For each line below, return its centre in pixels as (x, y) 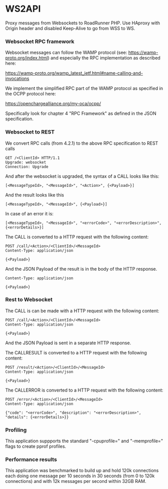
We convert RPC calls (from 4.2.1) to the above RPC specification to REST (82, 143)
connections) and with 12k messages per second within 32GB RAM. (76, 481)
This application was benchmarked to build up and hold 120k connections (82, 471)
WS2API (23, 9)
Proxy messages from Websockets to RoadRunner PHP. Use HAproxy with (83, 23)
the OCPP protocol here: (31, 94)
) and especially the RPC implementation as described (104, 58)
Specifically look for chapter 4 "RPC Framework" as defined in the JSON (81, 113)
